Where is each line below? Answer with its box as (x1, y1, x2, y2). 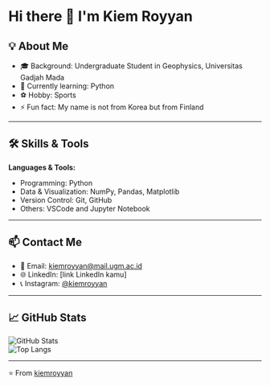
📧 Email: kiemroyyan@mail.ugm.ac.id (19, 261, 143, 270)
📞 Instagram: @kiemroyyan (19, 278, 108, 288)
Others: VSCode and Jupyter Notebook (19, 203, 150, 213)
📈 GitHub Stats (8, 311, 87, 325)
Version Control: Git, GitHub (19, 195, 112, 204)
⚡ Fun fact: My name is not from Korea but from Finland (19, 102, 204, 112)
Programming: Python (19, 178, 93, 187)
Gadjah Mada (19, 72, 65, 82)
